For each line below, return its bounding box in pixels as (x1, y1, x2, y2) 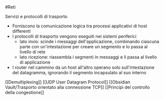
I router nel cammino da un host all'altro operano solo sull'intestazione (12, 64, 155, 70)
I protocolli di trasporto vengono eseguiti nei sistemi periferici (12, 34, 137, 39)
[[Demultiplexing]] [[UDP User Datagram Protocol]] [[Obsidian (5, 79, 131, 85)
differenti (12, 28, 31, 34)
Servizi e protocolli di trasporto (5, 14, 68, 19)
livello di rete (19, 49, 46, 55)
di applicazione (19, 60, 51, 65)
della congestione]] (5, 90, 44, 95)
